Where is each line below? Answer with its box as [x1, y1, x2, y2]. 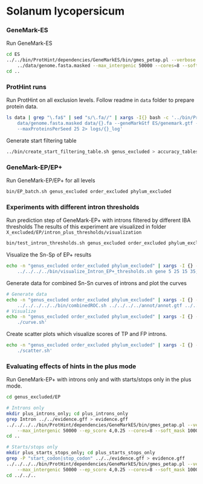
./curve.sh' [17, 320, 47, 326]
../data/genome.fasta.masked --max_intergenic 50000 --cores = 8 [17, 62, 180, 69]
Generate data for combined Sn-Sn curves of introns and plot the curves [6, 279, 187, 286]
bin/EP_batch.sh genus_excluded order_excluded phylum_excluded [6, 189, 172, 195]
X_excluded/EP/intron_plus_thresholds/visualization [6, 229, 142, 236]
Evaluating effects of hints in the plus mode [6, 362, 137, 371]
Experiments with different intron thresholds [6, 203, 140, 211]
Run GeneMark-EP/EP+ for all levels [6, 177, 95, 184]
